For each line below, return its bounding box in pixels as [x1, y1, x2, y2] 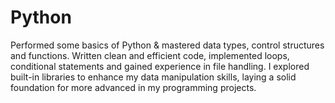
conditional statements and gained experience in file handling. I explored [10, 60, 310, 72]
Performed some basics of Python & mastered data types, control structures [10, 39, 325, 51]
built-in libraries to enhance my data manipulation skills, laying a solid [10, 71, 297, 83]
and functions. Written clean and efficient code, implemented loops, [10, 49, 290, 61]
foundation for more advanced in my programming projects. [10, 81, 257, 93]
